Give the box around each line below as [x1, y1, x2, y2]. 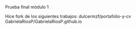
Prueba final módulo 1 [5, 4, 49, 10]
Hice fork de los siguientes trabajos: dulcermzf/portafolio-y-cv [5, 14, 131, 19]
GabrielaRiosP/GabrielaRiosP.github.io [5, 19, 82, 24]
